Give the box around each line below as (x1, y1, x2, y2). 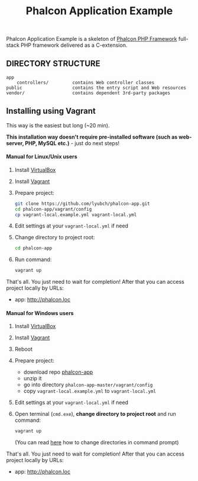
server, (6, 139, 24, 146)
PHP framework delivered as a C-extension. (20, 41, 128, 49)
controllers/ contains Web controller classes (17, 79, 155, 85)
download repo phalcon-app (23, 368, 93, 376)
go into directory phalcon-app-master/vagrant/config (23, 381, 153, 389)
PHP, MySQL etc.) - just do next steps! (24, 139, 120, 146)
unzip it (23, 375, 42, 382)
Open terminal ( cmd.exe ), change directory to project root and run (14, 411, 176, 418)
